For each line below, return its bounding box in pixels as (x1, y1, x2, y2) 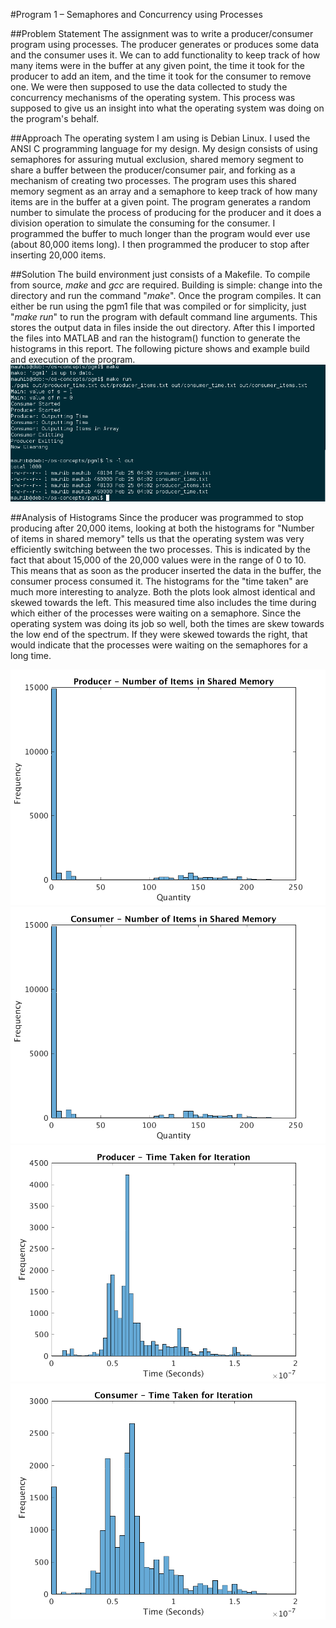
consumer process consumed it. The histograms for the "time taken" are (10, 575, 309, 587)
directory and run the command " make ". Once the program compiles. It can (10, 290, 322, 301)
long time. (10, 649, 52, 661)
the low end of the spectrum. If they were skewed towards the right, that (10, 628, 308, 640)
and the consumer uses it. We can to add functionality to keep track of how (10, 49, 321, 61)
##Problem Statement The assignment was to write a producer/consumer (10, 28, 314, 39)
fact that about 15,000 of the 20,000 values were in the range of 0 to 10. (10, 554, 307, 566)
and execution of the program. (10, 354, 136, 365)
